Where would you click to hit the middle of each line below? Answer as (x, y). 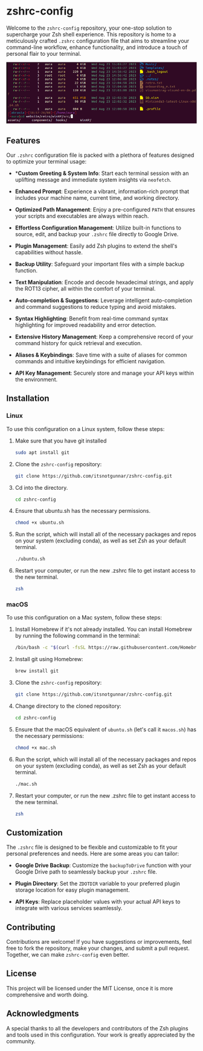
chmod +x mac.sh (35, 748)
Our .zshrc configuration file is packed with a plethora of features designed (100, 155)
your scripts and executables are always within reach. (82, 216)
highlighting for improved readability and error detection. (85, 325)
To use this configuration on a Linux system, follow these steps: (85, 429)
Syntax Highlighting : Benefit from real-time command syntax (92, 318)
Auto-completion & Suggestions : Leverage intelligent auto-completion (103, 300)
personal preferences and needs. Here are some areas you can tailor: (93, 854)
